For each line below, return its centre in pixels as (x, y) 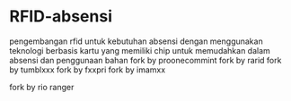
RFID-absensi (61, 17)
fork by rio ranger (42, 87)
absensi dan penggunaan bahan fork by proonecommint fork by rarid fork (145, 60)
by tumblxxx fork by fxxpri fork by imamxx (88, 70)
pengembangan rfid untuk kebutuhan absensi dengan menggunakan (136, 41)
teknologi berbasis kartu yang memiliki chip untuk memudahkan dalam (140, 50)
